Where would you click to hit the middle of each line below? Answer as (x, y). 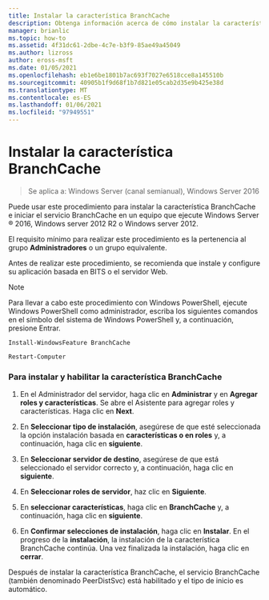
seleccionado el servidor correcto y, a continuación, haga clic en (126, 468)
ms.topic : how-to (37, 38)
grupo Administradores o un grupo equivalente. (88, 247)
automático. (28, 590)
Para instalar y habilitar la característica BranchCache (115, 377)
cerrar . (32, 557)
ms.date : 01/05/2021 (43, 68)
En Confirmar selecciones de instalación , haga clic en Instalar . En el (134, 531)
